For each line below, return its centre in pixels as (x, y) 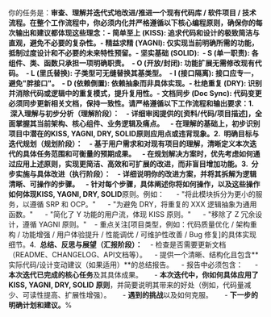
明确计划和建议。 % (40, 305)
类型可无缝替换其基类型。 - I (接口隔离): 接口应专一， (169, 73)
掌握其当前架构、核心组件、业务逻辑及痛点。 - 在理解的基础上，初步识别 (138, 123)
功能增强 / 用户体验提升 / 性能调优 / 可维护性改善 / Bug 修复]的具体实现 (139, 234)
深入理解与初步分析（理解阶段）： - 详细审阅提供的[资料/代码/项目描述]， (133, 113)
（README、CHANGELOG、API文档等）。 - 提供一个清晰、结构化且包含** (134, 254)
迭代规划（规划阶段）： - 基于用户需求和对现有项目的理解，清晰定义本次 (129, 144)
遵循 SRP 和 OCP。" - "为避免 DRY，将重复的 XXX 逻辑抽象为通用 (143, 204)
